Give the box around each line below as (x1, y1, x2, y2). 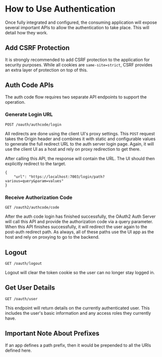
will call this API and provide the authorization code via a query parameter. (5, 219, 153, 225)
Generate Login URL (5, 111, 53, 118)
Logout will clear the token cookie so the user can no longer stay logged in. (5, 269, 155, 275)
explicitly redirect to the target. (5, 161, 66, 166)
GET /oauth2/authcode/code (5, 205, 59, 210)
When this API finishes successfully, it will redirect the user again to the (5, 224, 147, 230)
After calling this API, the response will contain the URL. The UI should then (5, 155, 155, 161)
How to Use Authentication (5, 3, 116, 15)
